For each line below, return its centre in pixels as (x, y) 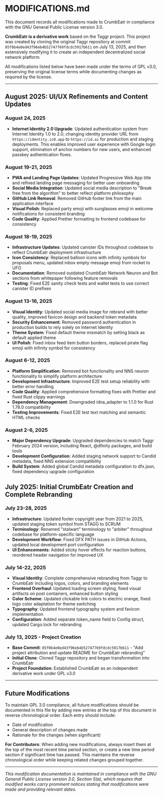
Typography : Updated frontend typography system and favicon (76, 609)
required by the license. (29, 77)
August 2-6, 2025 (26, 430)
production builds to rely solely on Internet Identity (62, 327)
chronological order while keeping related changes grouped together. (74, 760)
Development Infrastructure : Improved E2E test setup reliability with (81, 381)
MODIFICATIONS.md (47, 8)
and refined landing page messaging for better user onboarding (76, 183)
